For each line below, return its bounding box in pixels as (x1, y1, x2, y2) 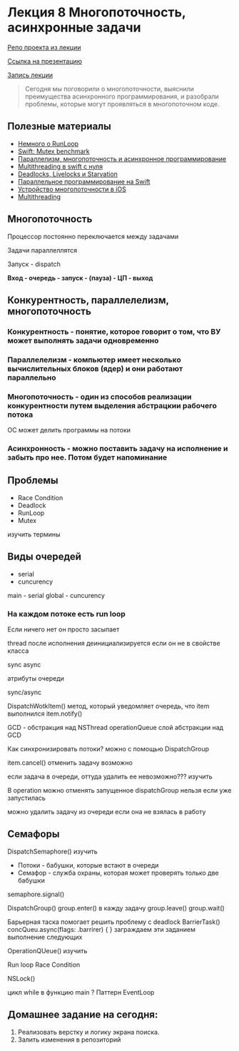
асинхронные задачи (7, 19, 141, 36)
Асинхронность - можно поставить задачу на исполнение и (7, 444, 228, 454)
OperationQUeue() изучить (7, 946, 88, 955)
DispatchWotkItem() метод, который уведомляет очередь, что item (7, 701, 210, 710)
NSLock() (7, 974, 36, 983)
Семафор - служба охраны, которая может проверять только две (17, 868, 219, 877)
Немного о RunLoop (17, 139, 79, 148)
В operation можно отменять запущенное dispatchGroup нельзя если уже (7, 786, 232, 794)
